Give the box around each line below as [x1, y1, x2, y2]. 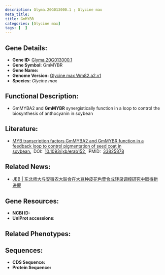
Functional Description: [5, 92, 79, 101]
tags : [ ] [5, 26, 28, 31]
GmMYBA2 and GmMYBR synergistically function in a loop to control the [12, 105, 160, 111]
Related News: [5, 162, 51, 171]
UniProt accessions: [12, 215, 55, 221]
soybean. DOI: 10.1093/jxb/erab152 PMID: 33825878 [12, 148, 125, 154]
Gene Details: [5, 44, 48, 52]
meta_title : [5, 12, 30, 17]
